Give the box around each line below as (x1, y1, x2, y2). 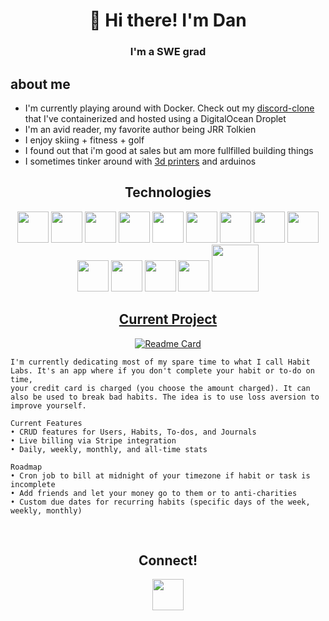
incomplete (10, 479, 56, 489)
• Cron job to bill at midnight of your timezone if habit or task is (10, 470, 311, 481)
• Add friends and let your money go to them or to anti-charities (10, 488, 298, 498)
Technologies (124, 184, 212, 201)
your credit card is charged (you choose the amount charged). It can (10, 383, 311, 393)
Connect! (138, 552, 198, 569)
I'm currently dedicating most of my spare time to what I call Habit (10, 357, 311, 367)
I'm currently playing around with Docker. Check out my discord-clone (24, 102, 315, 114)
